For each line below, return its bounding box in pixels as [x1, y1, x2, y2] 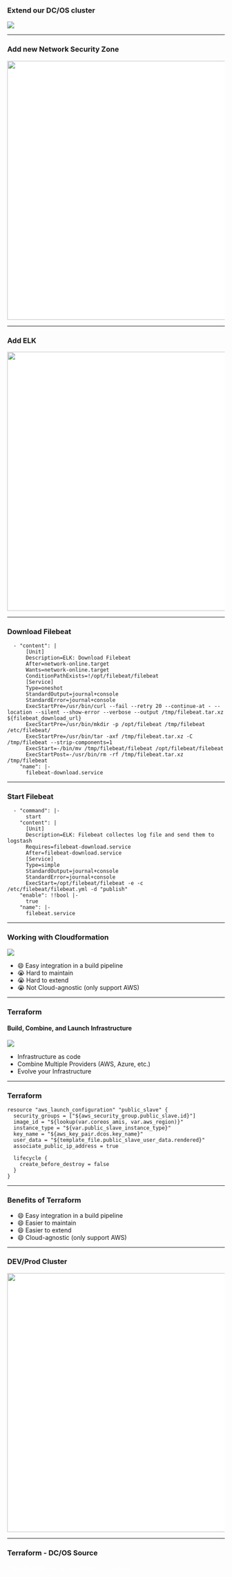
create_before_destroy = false [19, 1161, 110, 1168]
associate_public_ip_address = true [13, 1143, 119, 1150]
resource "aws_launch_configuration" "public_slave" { [7, 1107, 168, 1114]
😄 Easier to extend [17, 1225, 72, 1234]
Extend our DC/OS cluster [7, 6, 95, 15]
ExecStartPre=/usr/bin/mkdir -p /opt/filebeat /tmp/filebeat [25, 721, 206, 728]
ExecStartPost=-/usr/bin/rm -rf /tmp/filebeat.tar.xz [25, 752, 184, 758]
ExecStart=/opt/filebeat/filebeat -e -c [25, 880, 144, 887]
